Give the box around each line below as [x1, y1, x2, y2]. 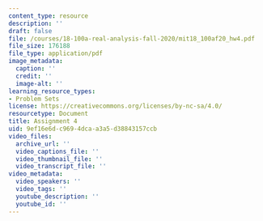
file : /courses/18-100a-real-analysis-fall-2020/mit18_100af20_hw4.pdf [8, 34, 255, 43]
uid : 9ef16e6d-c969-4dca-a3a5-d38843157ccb [8, 125, 158, 133]
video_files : [8, 132, 53, 140]
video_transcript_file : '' [15, 163, 107, 171]
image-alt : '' [15, 79, 63, 87]
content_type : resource [8, 11, 89, 20]
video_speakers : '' [15, 177, 82, 186]
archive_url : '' [15, 139, 70, 148]
